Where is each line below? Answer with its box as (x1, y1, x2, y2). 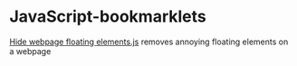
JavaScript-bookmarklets (9, 6, 206, 27)
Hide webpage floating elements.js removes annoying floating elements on (9, 36, 289, 47)
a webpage (9, 45, 52, 56)
